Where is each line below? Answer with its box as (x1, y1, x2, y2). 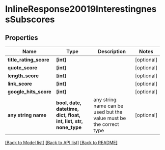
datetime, (56, 106, 79, 112)
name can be (93, 102, 124, 109)
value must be (93, 115, 126, 121)
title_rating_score (7, 57, 50, 63)
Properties (5, 33, 38, 42)
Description (98, 48, 126, 55)
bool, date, (56, 99, 82, 106)
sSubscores (5, 14, 55, 25)
